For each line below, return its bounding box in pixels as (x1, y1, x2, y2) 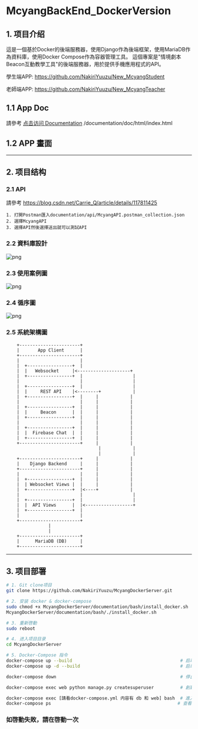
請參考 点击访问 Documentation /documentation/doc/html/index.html (6, 119, 173, 126)
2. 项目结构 (6, 167, 47, 178)
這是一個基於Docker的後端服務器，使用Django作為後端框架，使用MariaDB (6, 46, 186, 52)
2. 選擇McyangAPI (6, 218, 47, 225)
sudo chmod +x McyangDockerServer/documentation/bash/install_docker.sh (6, 603, 189, 610)
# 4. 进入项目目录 (6, 636, 46, 642)
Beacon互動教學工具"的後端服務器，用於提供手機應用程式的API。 (6, 61, 164, 67)
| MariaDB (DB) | (16, 538, 83, 544)
